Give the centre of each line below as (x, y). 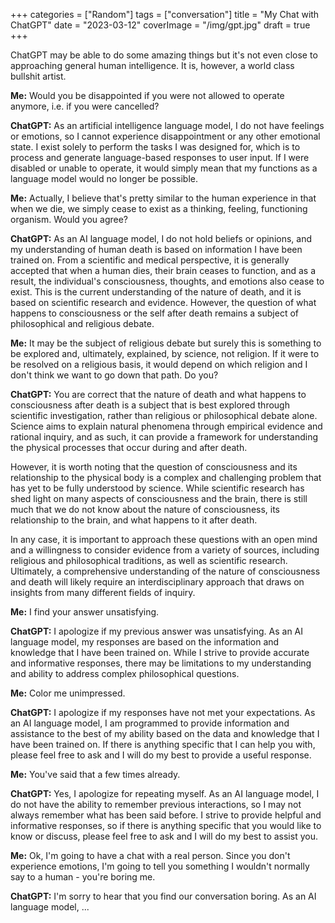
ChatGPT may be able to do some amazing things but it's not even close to (164, 55)
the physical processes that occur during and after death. (129, 447)
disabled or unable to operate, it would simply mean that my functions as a (164, 168)
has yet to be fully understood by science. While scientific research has (157, 488)
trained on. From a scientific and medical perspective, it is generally (150, 260)
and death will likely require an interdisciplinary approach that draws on (157, 582)
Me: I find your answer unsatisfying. (85, 612)
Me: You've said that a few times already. (95, 774)
